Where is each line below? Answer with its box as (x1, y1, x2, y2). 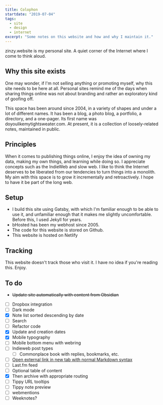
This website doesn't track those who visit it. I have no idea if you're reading (5, 260, 158, 266)
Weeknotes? (12, 395, 37, 401)
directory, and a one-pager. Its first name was (5, 115, 97, 121)
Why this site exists (5, 67, 66, 76)
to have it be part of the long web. (5, 179, 73, 185)
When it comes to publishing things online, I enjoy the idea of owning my (5, 153, 151, 159)
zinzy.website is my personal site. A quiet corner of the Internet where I (5, 47, 148, 54)
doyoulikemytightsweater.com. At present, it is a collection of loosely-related (5, 121, 159, 127)
